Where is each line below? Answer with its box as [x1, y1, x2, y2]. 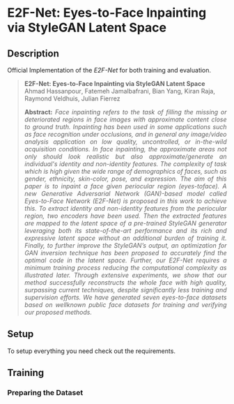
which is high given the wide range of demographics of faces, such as [24, 167, 227, 175]
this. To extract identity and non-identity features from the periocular [24, 204, 227, 212]
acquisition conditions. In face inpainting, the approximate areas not [24, 145, 227, 153]
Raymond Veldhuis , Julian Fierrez [24, 94, 120, 103]
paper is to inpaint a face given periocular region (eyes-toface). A [24, 182, 227, 190]
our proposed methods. [24, 308, 93, 316]
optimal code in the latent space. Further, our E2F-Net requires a [24, 256, 227, 264]
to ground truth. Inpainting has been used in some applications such [24, 123, 227, 130]
